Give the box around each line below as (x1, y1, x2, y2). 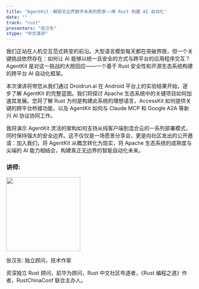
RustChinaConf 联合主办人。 (16, 277, 86, 284)
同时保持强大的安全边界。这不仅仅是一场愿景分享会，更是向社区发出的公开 (6, 132, 188, 139)
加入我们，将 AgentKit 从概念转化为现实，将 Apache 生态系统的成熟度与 (16, 140, 192, 147)
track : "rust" (6, 20, 41, 25)
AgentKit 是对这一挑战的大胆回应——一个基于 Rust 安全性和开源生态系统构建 (6, 63, 193, 70)
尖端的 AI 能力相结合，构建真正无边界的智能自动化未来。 (6, 147, 144, 154)
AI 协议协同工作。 (12, 112, 56, 119)
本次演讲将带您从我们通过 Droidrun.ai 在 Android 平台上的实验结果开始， (6, 82, 183, 89)
